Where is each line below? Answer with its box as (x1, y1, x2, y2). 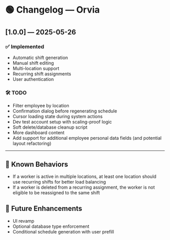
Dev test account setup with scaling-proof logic (12, 119, 112, 125)
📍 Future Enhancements (5, 204, 82, 213)
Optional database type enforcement (12, 223, 90, 229)
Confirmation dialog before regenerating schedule (12, 108, 117, 114)
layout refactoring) (12, 140, 52, 146)
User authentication (12, 76, 54, 82)
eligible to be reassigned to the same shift (12, 189, 100, 196)
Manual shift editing (12, 59, 54, 66)
